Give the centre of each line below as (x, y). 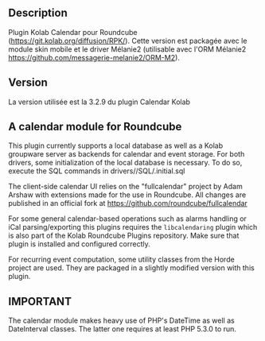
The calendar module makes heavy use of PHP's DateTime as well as (121, 320)
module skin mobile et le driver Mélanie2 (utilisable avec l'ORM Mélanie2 (127, 49)
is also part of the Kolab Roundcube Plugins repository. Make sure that (124, 236)
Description (38, 13)
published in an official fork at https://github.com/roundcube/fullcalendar (128, 203)
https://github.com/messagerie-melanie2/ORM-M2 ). (94, 57)
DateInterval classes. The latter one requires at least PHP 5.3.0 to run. (123, 329)
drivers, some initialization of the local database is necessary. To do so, (125, 163)
